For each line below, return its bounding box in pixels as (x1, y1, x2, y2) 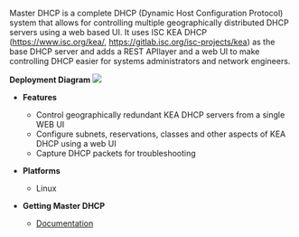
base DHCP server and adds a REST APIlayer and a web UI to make (9, 46, 260, 57)
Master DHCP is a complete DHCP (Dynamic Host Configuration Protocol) (9, 8, 284, 18)
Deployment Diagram (9, 74, 91, 85)
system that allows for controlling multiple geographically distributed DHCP (9, 17, 289, 28)
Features (22, 92, 57, 102)
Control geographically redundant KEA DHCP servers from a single (35, 109, 285, 120)
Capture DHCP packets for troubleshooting (35, 148, 196, 158)
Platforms (22, 166, 61, 175)
